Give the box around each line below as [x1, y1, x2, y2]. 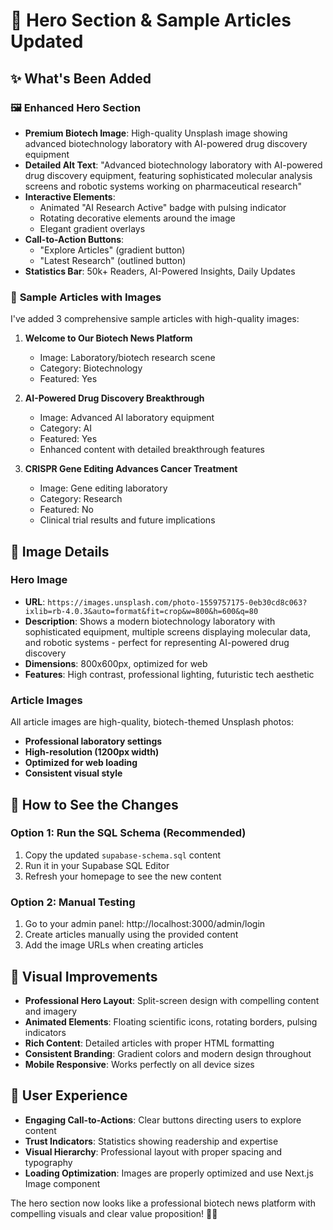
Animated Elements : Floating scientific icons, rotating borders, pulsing [24, 1015, 318, 1028]
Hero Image [10, 573, 68, 587]
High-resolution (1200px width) [24, 746, 160, 758]
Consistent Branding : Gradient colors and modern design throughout [24, 1047, 312, 1059]
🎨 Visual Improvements [10, 968, 158, 985]
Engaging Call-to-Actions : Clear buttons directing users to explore [24, 1114, 302, 1126]
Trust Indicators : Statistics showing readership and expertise [24, 1135, 279, 1147]
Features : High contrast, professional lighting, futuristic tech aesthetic [24, 668, 315, 680]
